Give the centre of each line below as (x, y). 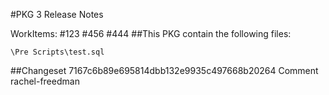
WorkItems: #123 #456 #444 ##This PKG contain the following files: (151, 33)
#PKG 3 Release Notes (57, 14)
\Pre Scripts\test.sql (57, 52)
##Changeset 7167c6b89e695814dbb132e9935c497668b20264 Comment (164, 70)
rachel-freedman (45, 81)
